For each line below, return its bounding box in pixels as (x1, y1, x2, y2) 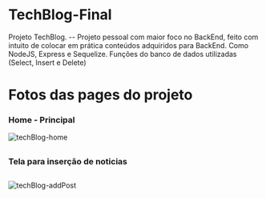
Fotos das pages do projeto (8, 86, 193, 104)
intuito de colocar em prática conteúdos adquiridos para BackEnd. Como (8, 40, 249, 50)
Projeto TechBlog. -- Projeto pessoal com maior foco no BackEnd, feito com (8, 32, 259, 42)
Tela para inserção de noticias (8, 156, 128, 167)
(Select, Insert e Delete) (8, 58, 87, 67)
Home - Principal (8, 115, 75, 126)
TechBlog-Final (8, 6, 112, 24)
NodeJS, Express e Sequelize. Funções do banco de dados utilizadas (8, 49, 238, 59)
